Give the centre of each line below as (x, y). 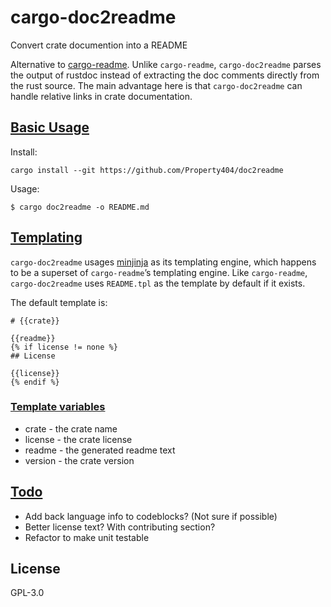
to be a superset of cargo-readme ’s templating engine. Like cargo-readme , (159, 272)
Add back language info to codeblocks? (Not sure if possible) (151, 516)
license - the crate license (78, 439)
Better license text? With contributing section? (120, 527)
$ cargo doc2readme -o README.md (80, 207)
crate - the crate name (71, 428)
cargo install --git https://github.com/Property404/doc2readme (147, 170)
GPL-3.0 (27, 593)
